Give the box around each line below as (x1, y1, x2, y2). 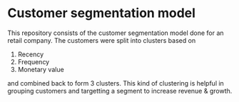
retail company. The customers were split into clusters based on (7, 36, 196, 44)
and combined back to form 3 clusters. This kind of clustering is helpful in (7, 78, 225, 87)
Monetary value (17, 65, 64, 73)
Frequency (17, 57, 50, 66)
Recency (17, 50, 44, 58)
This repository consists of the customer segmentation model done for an (7, 29, 224, 37)
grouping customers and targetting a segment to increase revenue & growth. (7, 86, 233, 95)
